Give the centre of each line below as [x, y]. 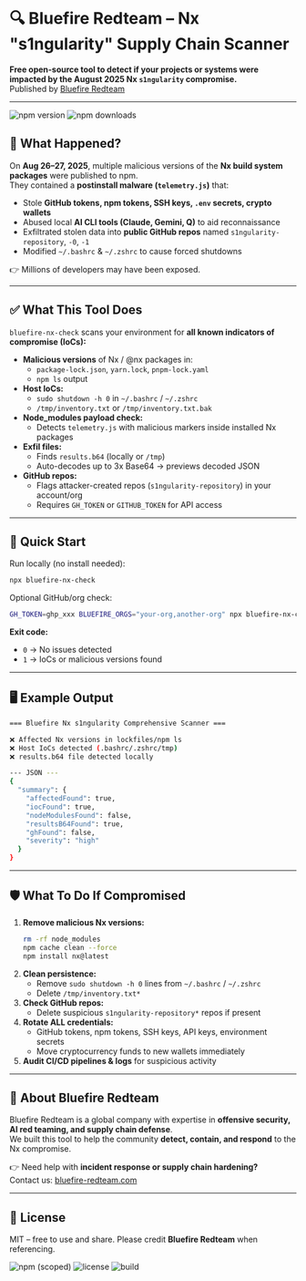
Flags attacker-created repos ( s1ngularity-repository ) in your [153, 485]
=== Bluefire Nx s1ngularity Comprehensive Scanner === [117, 723]
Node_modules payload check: [82, 418]
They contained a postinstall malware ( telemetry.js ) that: [119, 185]
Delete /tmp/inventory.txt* [88, 993]
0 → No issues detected [67, 650]
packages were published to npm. [74, 175]
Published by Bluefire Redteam [67, 88]
